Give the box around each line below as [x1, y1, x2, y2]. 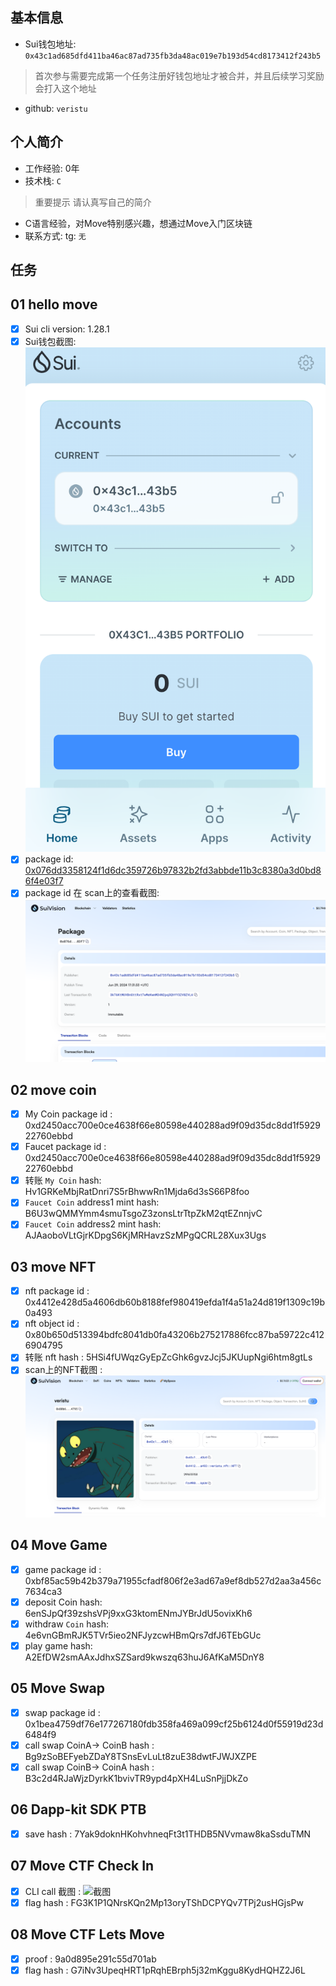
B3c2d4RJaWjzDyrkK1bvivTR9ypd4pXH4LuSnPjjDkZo [24, 1772, 249, 1784]
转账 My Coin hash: [24, 1174, 102, 1187]
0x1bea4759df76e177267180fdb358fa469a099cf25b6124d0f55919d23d [24, 1718, 324, 1730]
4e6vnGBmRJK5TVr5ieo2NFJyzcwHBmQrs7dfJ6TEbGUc [24, 1629, 262, 1641]
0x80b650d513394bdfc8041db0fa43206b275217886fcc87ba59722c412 [24, 1329, 325, 1341]
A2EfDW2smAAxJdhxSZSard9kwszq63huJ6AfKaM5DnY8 [24, 1651, 265, 1663]
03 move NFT [10, 1258, 97, 1275]
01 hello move [10, 296, 98, 313]
